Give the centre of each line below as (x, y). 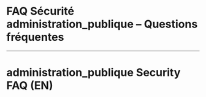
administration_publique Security (93, 73)
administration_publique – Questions (102, 24)
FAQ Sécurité (40, 11)
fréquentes (35, 37)
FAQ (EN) (30, 86)
